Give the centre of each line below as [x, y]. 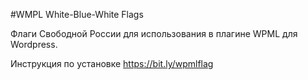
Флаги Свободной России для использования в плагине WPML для [154, 33]
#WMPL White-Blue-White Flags [77, 14]
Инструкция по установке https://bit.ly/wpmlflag [112, 63]
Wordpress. [34, 44]
